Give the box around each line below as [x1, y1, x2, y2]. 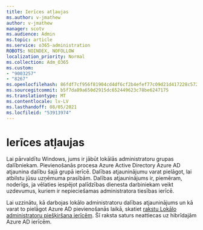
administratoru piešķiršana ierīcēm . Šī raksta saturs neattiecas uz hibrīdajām [6, 212, 197, 219]
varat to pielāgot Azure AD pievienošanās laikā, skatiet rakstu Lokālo [6, 205, 177, 213]
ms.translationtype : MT [6, 93, 66, 99]
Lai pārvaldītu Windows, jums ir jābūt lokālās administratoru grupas [6, 155, 174, 163]
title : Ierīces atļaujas [6, 8, 69, 15]
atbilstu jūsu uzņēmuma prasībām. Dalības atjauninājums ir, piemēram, [6, 175, 182, 182]
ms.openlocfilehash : [6, 82, 59, 88]
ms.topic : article [6, 37, 53, 43]
